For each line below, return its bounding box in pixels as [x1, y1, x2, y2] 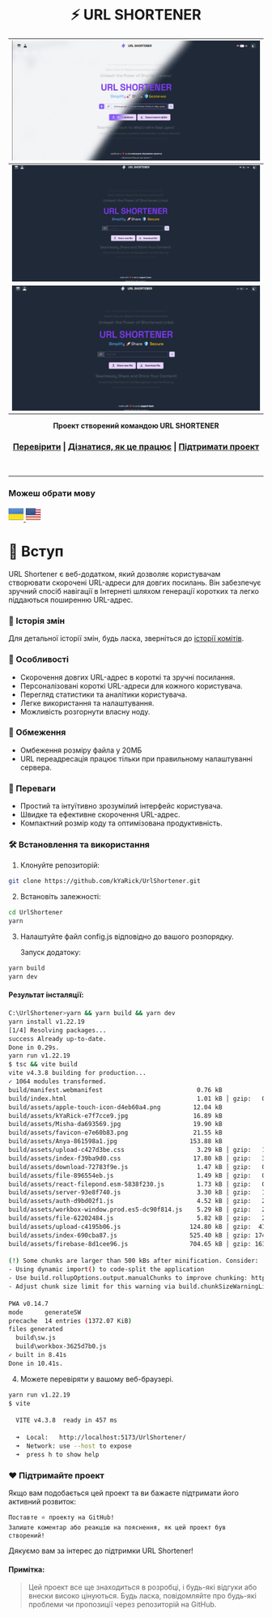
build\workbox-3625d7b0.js [15, 1342, 107, 1350]
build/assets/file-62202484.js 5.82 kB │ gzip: [8, 1214, 252, 1222]
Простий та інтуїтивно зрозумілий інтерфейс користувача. [19, 801, 223, 811]
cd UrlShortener [8, 908, 63, 917]
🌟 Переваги [8, 783, 57, 794]
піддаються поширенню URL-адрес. [8, 595, 134, 604]
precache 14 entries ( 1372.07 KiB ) [8, 1316, 132, 1325]
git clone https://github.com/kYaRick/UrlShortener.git [8, 877, 201, 885]
